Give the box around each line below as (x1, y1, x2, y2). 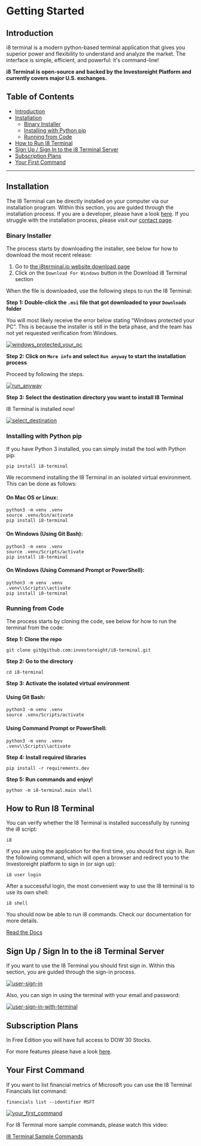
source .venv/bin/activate (6, 513, 74, 519)
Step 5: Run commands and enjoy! (6, 776, 93, 783)
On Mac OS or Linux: (6, 493, 59, 501)
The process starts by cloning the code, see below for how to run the (6, 618, 176, 625)
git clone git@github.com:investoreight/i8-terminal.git (6, 647, 151, 653)
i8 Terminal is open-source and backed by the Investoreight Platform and (6, 68, 191, 75)
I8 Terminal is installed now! (6, 405, 75, 412)
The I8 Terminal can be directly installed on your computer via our (6, 197, 169, 205)
